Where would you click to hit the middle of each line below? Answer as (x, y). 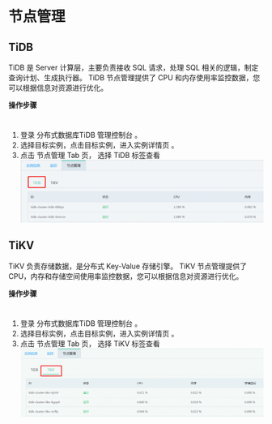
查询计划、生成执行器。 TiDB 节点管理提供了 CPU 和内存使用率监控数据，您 (134, 77)
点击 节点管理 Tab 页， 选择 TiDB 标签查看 (90, 156)
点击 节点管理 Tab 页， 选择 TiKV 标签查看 (90, 343)
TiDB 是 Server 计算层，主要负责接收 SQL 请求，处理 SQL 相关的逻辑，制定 (134, 67)
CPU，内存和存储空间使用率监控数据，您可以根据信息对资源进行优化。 (126, 276)
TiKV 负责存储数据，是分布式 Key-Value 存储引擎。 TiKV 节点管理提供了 (128, 266)
